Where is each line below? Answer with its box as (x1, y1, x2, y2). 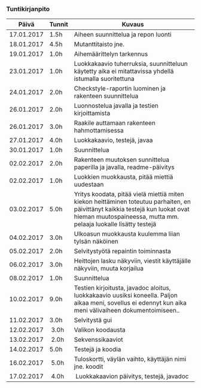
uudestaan (74, 181, 104, 189)
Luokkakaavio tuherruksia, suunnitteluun (74, 59, 188, 68)
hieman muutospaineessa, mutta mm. (74, 212, 179, 221)
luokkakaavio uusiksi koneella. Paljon (74, 291, 178, 300)
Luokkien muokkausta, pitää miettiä (74, 173, 173, 181)
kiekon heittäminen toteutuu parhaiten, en (74, 197, 191, 206)
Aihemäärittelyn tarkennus (74, 50, 148, 58)
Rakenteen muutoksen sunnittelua (74, 155, 169, 164)
